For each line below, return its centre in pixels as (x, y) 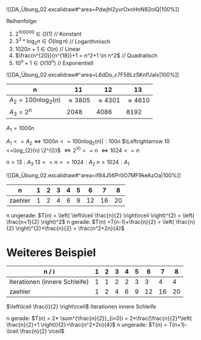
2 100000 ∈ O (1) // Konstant (48, 33)
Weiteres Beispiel (51, 253)
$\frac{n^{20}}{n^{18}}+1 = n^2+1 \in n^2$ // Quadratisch (86, 56)
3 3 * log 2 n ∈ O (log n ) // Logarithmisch (63, 41)
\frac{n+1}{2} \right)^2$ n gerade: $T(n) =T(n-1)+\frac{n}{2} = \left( (90, 221)
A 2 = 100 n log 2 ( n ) (35, 100)
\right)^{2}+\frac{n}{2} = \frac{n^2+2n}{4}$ (70, 228)
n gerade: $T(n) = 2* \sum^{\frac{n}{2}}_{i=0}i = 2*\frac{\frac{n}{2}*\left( (99, 318)
